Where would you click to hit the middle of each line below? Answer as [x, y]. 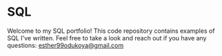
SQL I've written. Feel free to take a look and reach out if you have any [107, 38]
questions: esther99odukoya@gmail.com [65, 45]
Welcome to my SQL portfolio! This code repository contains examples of [111, 31]
